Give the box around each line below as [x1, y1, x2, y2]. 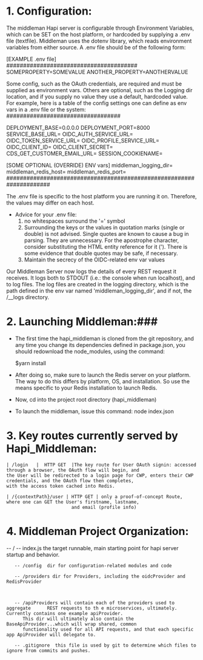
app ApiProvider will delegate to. [6, 631, 96, 638]
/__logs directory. [6, 293, 50, 301]
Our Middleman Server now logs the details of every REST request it [6, 268, 177, 275]
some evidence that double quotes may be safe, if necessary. [24, 249, 178, 257]
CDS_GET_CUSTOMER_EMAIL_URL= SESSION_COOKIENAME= [6, 150, 163, 157]
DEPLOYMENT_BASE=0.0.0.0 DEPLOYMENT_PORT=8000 [6, 124, 150, 131]
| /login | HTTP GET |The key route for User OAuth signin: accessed [6, 462, 197, 468]
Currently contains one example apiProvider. [6, 610, 123, 616]
